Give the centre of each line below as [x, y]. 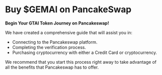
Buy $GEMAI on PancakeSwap [68, 10]
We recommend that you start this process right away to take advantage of [81, 62]
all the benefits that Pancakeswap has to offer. [52, 67]
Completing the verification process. [49, 47]
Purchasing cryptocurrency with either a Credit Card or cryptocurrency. [84, 52]
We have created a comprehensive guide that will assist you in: [69, 32]
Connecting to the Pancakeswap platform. [55, 42]
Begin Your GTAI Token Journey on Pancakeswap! [57, 23]
